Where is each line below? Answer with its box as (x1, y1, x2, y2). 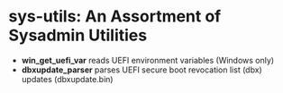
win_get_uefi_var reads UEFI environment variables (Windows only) (21, 55, 275, 65)
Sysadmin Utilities (8, 25, 148, 46)
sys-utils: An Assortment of (8, 6, 222, 27)
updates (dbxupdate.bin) (21, 73, 114, 84)
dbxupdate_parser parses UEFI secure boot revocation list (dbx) (21, 64, 262, 75)
